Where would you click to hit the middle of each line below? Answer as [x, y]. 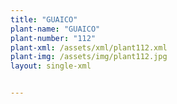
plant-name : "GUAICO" [55, 29]
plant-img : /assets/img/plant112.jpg [89, 57]
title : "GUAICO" [44, 19]
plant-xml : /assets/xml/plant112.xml [89, 47]
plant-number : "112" [53, 38]
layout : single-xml [51, 66]
